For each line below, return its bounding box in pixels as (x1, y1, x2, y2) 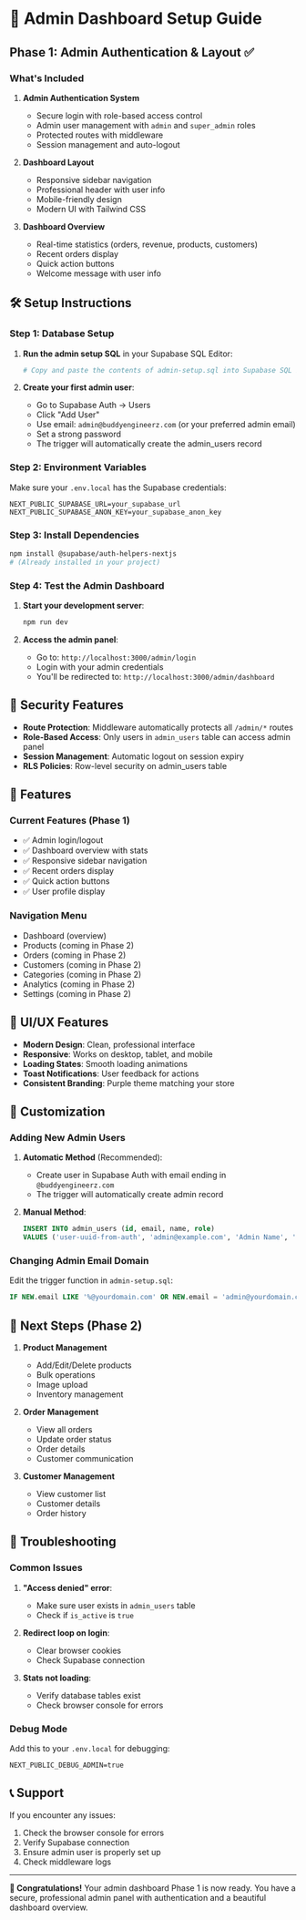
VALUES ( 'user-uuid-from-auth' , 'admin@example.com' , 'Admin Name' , (22, 1233, 289, 1242)
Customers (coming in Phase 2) (22, 959, 142, 970)
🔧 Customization (9, 1104, 106, 1119)
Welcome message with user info (36, 268, 162, 279)
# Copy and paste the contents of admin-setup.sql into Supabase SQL (22, 365, 293, 375)
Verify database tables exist (36, 1689, 141, 1700)
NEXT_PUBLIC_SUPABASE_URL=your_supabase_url (9, 499, 181, 508)
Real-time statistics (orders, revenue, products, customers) (36, 239, 258, 250)
